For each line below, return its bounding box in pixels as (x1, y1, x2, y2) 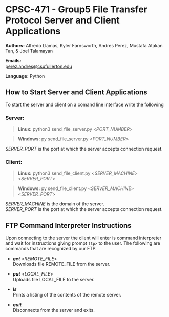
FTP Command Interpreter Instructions (5, 221, 132, 230)
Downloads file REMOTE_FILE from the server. (12, 261, 111, 267)
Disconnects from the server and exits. (12, 307, 95, 313)
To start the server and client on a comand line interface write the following (5, 101, 164, 108)
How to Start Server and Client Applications (5, 88, 147, 97)
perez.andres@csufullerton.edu (5, 63, 73, 69)
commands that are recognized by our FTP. (5, 246, 97, 252)
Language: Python (5, 73, 45, 79)
